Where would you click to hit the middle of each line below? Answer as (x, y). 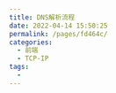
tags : (19, 67)
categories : (31, 42)
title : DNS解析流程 (42, 17)
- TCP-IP (33, 58)
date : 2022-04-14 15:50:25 (58, 26)
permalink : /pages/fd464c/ (58, 34)
